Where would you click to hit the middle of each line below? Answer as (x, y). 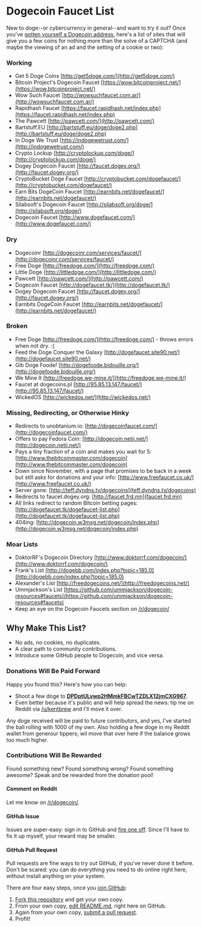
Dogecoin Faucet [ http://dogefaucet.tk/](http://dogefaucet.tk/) (93, 285)
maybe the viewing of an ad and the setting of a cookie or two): (85, 47)
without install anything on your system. (56, 876)
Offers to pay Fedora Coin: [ (49, 439)
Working (19, 63)
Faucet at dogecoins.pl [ (45, 384)
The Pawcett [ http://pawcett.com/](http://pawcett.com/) (85, 121)
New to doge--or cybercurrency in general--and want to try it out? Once (96, 28)
